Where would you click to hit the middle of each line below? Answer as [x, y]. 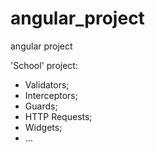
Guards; [41, 106]
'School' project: [44, 65]
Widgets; [43, 127]
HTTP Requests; [58, 116]
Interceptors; [51, 95]
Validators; [47, 84]
